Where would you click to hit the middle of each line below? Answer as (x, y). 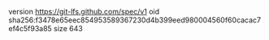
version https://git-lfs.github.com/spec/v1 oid (84, 12)
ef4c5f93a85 (30, 28)
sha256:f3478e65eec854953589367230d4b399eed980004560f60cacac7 (135, 20)
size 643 (68, 28)
